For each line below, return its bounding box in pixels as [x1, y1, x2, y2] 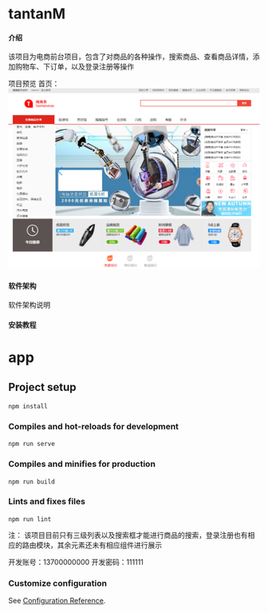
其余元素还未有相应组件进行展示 [57, 540, 162, 550]
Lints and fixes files [8, 496, 86, 508]
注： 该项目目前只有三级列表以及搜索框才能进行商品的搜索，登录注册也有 [8, 530, 248, 539]
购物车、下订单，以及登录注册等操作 [14, 62, 134, 72]
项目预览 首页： [8, 79, 60, 89]
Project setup [8, 380, 77, 394]
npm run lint [8, 515, 52, 523]
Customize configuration [8, 577, 108, 588]
